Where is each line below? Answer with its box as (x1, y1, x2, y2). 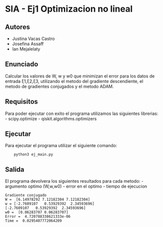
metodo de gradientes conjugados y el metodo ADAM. (5, 83, 114, 89)
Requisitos (5, 97, 38, 106)
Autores (5, 23, 30, 31)
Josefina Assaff (12, 41, 44, 47)
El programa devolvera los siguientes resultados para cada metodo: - (5, 178, 144, 184)
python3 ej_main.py (14, 152, 54, 157)
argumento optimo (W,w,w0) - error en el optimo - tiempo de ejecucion (5, 184, 147, 189)
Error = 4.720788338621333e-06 (5, 214, 71, 219)
